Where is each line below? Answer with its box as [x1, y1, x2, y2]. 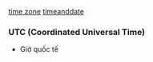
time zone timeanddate [8, 7, 84, 16]
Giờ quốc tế [19, 45, 58, 54]
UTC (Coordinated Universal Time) [8, 26, 146, 37]
